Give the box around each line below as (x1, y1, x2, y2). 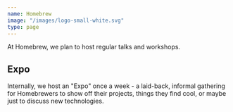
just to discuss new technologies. (7, 97, 104, 106)
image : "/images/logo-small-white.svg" (7, 17, 125, 24)
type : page (7, 23, 39, 30)
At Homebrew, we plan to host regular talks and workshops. (7, 43, 181, 51)
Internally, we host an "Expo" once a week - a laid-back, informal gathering (7, 82, 225, 90)
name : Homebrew (7, 10, 52, 18)
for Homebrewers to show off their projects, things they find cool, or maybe (7, 89, 227, 98)
